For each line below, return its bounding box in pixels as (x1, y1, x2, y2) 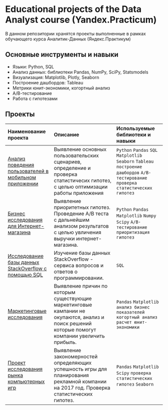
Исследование (7, 252, 44, 259)
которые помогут (53, 326, 96, 333)
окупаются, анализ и (53, 314, 104, 321)
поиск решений (53, 320, 92, 327)
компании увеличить (53, 332, 105, 339)
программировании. (53, 274, 104, 281)
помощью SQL (7, 271, 43, 278)
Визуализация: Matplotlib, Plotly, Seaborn (12, 74, 99, 80)
